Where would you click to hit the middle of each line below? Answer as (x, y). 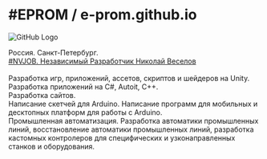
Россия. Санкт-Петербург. (53, 52)
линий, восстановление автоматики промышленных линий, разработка (131, 129)
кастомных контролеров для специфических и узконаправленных (122, 137)
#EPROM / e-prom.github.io (103, 15)
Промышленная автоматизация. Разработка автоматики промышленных (133, 120)
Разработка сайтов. (42, 95)
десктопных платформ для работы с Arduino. (85, 112)
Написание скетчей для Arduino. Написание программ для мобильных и (133, 104)
